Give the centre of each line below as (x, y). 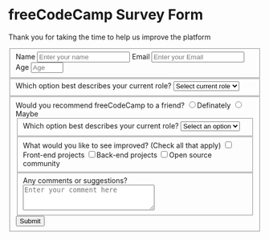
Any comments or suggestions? (75, 181)
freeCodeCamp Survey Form (106, 15)
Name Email (83, 56)
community (41, 163)
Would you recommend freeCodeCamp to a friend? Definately (123, 105)
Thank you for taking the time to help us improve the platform (110, 37)
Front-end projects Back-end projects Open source (118, 155)
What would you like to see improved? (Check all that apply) (122, 145)
